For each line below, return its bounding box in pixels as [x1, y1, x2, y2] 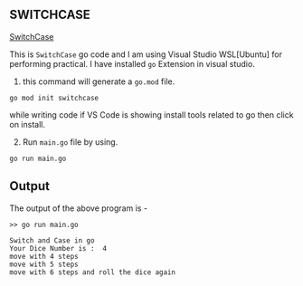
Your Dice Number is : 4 [9, 243, 107, 253]
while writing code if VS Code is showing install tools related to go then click [9, 109, 294, 120]
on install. [9, 119, 45, 129]
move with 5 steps [9, 260, 79, 269]
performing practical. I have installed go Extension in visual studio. [9, 58, 255, 69]
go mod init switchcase [9, 93, 99, 102]
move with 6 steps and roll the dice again [9, 267, 176, 277]
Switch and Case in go [9, 235, 95, 245]
